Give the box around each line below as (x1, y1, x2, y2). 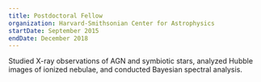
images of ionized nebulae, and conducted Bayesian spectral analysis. (8, 65, 242, 75)
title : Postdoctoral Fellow (8, 11, 103, 20)
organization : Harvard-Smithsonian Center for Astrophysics (8, 19, 216, 27)
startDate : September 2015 (8, 27, 99, 35)
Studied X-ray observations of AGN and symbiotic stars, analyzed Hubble (8, 56, 253, 66)
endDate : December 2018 (8, 34, 89, 43)
